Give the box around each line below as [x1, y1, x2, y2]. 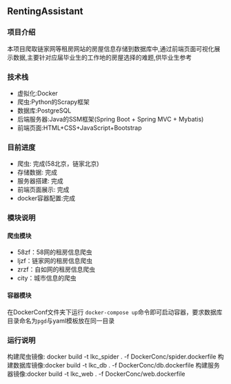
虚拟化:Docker [17, 89, 59, 97]
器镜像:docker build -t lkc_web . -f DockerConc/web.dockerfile [7, 369, 185, 378]
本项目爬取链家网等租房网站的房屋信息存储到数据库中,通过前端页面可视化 [7, 44, 215, 52]
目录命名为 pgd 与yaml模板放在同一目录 [7, 316, 115, 325]
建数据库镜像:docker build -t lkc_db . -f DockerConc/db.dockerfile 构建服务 [7, 361, 221, 369]
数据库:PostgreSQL [17, 106, 72, 115]
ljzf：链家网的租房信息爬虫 [17, 257, 93, 265]
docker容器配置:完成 [17, 194, 76, 202]
